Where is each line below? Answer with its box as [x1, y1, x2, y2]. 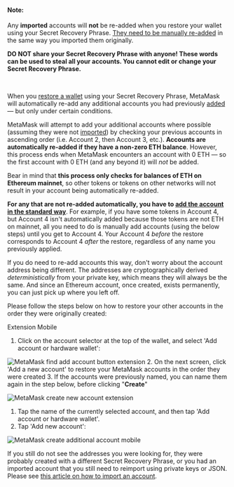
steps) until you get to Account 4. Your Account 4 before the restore [7, 230, 204, 238]
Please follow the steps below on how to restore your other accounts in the [7, 302, 224, 311]
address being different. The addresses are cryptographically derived [7, 266, 208, 274]
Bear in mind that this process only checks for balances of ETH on [7, 171, 202, 180]
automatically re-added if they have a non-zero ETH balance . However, [7, 143, 217, 151]
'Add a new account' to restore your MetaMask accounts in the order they [7, 365, 221, 374]
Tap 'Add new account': [17, 422, 86, 431]
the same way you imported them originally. [7, 36, 134, 45]
